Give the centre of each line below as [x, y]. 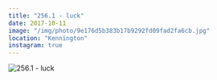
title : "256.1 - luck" [46, 16]
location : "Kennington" [48, 38]
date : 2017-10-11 [37, 23]
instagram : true [35, 46]
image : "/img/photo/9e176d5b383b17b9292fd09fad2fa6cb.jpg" [109, 30]
